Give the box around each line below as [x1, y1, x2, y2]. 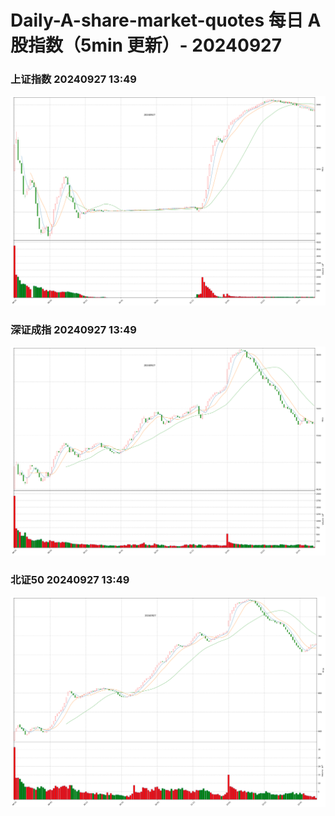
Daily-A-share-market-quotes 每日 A [10, 9, 322, 32]
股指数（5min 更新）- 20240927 [10, 34, 282, 57]
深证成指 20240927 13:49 [10, 322, 137, 336]
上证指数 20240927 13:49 [10, 72, 137, 86]
